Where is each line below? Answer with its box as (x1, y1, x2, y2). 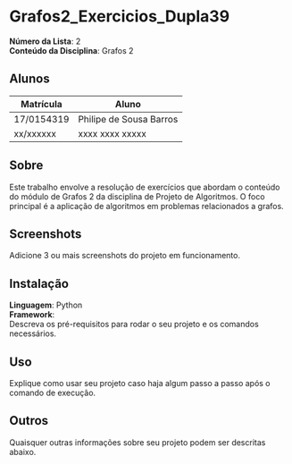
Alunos (9, 72, 51, 87)
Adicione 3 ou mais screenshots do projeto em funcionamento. (9, 250, 241, 261)
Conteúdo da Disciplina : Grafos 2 (9, 45, 134, 55)
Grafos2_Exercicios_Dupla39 (9, 6, 230, 27)
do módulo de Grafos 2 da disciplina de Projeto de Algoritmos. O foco (9, 190, 265, 202)
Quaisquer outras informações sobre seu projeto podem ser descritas (9, 436, 266, 448)
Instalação (9, 275, 70, 291)
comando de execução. (9, 387, 96, 398)
